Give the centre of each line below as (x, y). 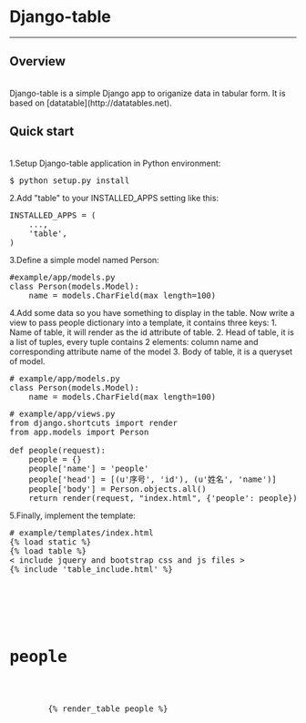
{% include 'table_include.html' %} (91, 569)
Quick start (42, 132)
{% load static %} (51, 542)
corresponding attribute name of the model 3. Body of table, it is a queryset (151, 351)
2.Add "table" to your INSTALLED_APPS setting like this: (114, 198)
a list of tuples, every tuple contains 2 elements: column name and (134, 341)
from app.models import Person (79, 432)
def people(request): (58, 450)
